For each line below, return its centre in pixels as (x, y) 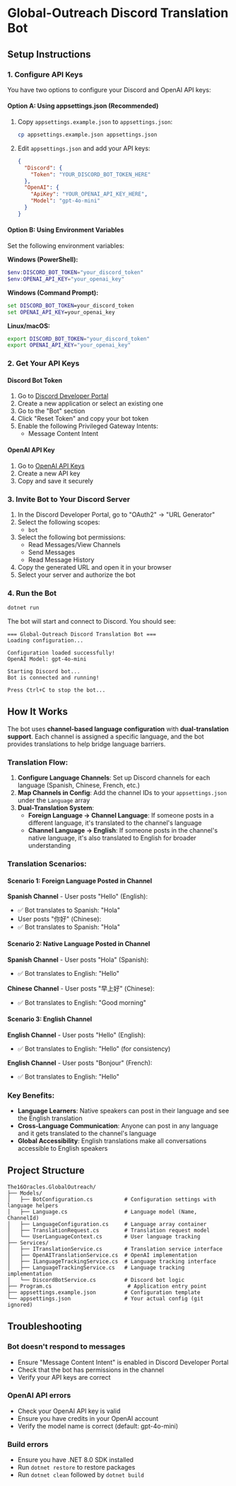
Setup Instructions (49, 54)
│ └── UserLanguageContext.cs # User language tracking (104, 1237)
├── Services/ (28, 1243)
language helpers (33, 1205)
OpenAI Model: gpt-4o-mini (47, 659)
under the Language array (54, 800)
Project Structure (46, 1171)
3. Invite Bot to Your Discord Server (69, 499)
